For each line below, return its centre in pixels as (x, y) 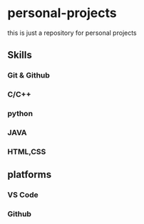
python (20, 114)
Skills (20, 55)
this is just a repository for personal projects (72, 33)
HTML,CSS (27, 151)
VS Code (23, 195)
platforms (30, 175)
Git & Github (29, 75)
